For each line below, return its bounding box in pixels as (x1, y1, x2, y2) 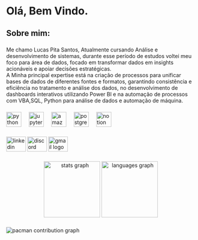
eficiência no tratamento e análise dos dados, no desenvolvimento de (6, 84, 178, 91)
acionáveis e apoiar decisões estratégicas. (6, 65, 112, 72)
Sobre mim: (6, 28, 50, 38)
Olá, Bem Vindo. (6, 4, 89, 18)
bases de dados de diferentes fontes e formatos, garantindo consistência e (6, 78, 192, 85)
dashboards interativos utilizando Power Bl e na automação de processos (6, 90, 188, 98)
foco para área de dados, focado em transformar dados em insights (6, 59, 174, 66)
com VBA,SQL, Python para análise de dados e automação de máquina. (6, 97, 184, 104)
